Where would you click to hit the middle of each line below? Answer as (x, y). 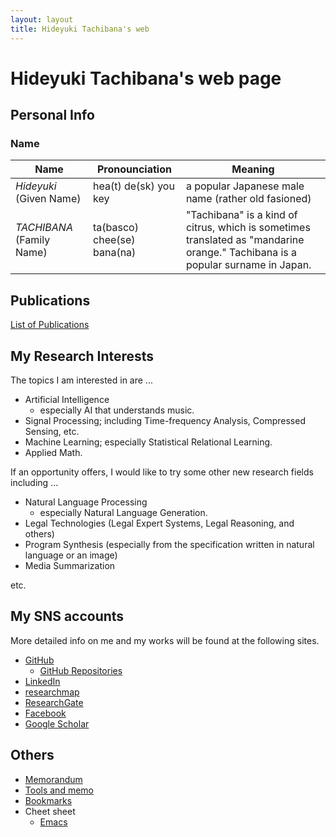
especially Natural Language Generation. (123, 512)
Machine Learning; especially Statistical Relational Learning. (148, 442)
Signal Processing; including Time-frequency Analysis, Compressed (165, 420)
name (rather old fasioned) (248, 199)
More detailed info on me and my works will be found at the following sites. (165, 640)
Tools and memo (59, 790)
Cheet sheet (50, 811)
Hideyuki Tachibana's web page (146, 78)
